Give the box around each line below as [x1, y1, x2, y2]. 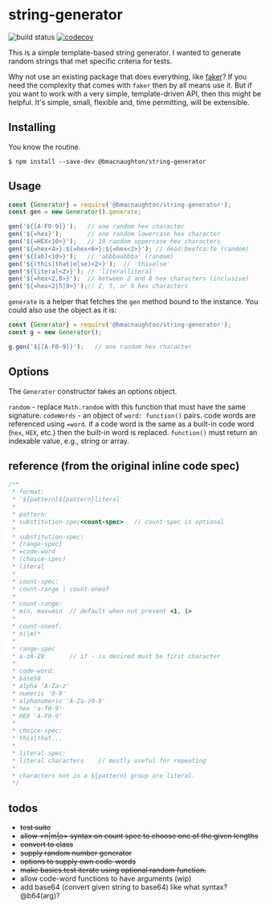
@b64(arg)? [19, 891, 60, 901]
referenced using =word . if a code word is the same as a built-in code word [8, 419, 255, 429]
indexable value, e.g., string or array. [8, 436, 130, 446]
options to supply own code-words [19, 857, 137, 866]
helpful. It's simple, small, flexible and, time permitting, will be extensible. [8, 97, 251, 107]
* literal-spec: [11, 749, 67, 757]
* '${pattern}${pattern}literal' [11, 495, 124, 503]
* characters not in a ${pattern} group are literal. [11, 772, 196, 780]
